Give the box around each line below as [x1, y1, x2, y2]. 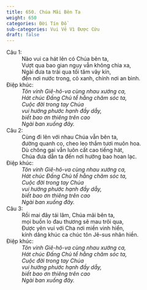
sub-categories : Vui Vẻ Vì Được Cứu [6, 26, 100, 32]
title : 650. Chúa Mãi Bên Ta [6, 9, 81, 15]
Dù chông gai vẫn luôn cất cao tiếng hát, [21, 147, 124, 154]
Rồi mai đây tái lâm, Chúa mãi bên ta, [21, 212, 115, 219]
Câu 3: [6, 205, 23, 212]
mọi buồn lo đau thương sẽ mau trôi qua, [21, 218, 124, 226]
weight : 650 [6, 15, 37, 21]
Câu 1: [6, 48, 23, 56]
